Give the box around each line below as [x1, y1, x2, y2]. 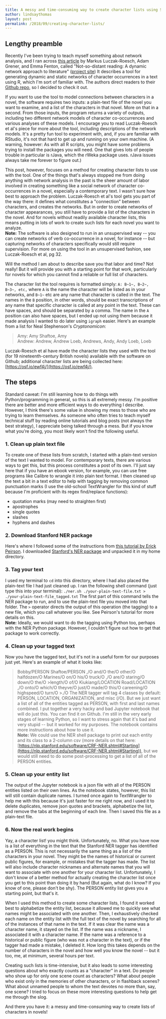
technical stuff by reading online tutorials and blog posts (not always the [5, 418, 152, 424]
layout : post [5, 16, 32, 21]
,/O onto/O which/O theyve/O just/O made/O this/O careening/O [17, 685, 148, 691]
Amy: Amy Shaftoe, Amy [17, 333, 67, 339]
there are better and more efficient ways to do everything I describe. [5, 402, 145, 408]
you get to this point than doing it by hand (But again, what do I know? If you [5, 879, 161, 885]
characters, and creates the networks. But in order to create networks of [5, 204, 153, 210]
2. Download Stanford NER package [5, 532, 92, 539]
